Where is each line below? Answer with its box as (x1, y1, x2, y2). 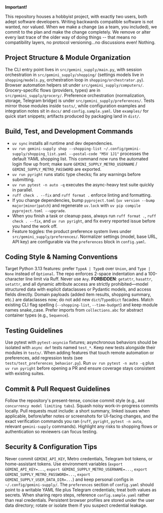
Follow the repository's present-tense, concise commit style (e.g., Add (5, 397, 145, 404)
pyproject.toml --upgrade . (12, 207, 66, 214)
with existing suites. (5, 371, 45, 376)
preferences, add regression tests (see (5, 355, 83, 361)
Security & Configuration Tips (5, 443, 97, 451)
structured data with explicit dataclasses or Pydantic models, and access (5, 286, 152, 292)
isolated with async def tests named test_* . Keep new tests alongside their (5, 345, 156, 351)
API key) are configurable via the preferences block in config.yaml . (12, 238, 146, 244)
